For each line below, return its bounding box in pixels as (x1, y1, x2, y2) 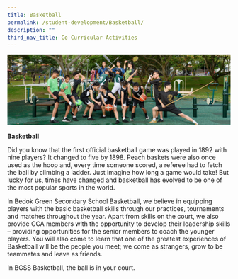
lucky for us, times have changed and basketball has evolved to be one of (7, 176, 223, 184)
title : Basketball (7, 11, 62, 18)
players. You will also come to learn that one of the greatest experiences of (7, 234, 227, 244)
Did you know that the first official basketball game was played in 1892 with (7, 146, 227, 154)
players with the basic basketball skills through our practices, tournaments (7, 205, 225, 213)
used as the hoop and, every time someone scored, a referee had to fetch (7, 161, 222, 169)
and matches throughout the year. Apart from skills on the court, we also (7, 212, 219, 221)
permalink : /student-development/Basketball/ (7, 18, 144, 26)
